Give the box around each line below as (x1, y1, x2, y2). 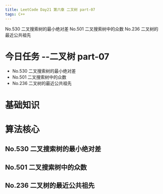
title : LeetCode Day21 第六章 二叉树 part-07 (5, 7, 96, 12)
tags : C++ (5, 12, 26, 17)
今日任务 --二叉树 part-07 (5, 51, 109, 62)
